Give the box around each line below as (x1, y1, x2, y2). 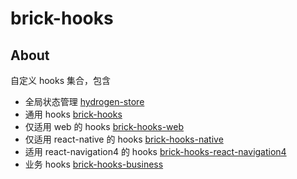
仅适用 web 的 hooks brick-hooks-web (24, 121, 185, 132)
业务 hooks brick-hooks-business (24, 158, 164, 170)
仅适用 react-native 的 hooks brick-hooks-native (24, 133, 224, 145)
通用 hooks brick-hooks (24, 108, 123, 120)
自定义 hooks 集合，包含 (10, 75, 112, 86)
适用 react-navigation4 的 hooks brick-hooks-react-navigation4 (24, 146, 287, 157)
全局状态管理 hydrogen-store (24, 96, 145, 107)
